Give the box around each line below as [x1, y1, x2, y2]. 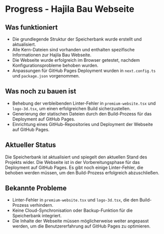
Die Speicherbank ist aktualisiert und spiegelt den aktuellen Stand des [5, 154, 147, 160]
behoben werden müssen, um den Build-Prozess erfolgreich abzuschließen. [5, 169, 160, 176]
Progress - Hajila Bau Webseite [5, 3, 134, 15]
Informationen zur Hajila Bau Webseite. [12, 52, 92, 58]
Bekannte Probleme [5, 184, 67, 193]
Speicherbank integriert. [12, 213, 62, 219]
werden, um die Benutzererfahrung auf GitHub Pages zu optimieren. [12, 223, 151, 229]
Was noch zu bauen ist [5, 87, 76, 96]
